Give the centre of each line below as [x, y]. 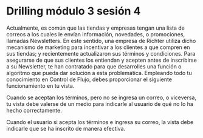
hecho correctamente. [34, 110]
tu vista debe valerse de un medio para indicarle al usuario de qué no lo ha [100, 103]
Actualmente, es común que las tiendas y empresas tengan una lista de [96, 28]
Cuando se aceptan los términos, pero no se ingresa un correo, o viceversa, [101, 97]
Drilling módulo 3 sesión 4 [74, 11]
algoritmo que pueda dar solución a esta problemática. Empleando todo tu [99, 73]
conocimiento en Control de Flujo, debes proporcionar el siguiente [89, 79]
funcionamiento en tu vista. [40, 85]
